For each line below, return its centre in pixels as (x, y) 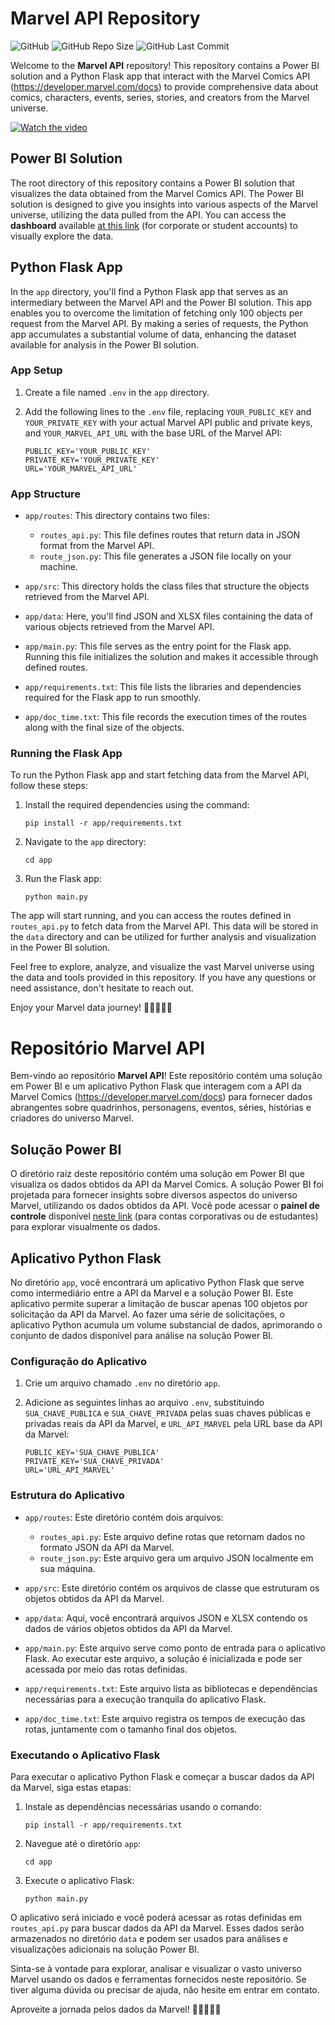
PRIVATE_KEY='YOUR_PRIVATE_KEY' (92, 460)
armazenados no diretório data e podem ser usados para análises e (149, 1938)
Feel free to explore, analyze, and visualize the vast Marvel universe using (162, 967)
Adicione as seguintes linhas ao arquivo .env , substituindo (144, 1403)
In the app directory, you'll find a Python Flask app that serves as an (149, 291)
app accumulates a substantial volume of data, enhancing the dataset (153, 334)
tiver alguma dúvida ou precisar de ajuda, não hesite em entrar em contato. (165, 1989)
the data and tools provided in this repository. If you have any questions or (163, 978)
